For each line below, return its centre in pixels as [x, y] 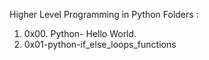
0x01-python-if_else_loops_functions [100, 44]
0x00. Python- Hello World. [80, 33]
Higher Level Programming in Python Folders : [104, 14]
